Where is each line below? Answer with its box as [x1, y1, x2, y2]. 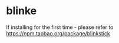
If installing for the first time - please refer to [6, 24, 114, 31]
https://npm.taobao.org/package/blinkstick [6, 29, 110, 37]
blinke [6, 4, 37, 18]
